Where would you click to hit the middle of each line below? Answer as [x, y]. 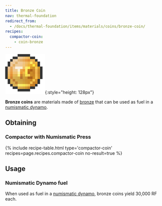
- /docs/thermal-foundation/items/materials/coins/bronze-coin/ [78, 26]
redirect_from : [21, 21]
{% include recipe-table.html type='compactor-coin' [59, 148]
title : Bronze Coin [25, 10]
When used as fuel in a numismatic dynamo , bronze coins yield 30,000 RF [81, 194]
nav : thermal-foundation [31, 16]
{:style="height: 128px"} [70, 92]
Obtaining [21, 123]
